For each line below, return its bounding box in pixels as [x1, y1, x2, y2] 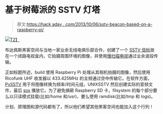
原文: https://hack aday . [16, 21, 65, 27]
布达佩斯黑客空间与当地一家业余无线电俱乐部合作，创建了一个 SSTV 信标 [5, 47, 150, 53]
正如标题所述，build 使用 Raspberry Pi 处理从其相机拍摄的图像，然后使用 [5, 69, 150, 75]
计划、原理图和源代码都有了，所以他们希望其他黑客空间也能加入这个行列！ [5, 103, 154, 109]
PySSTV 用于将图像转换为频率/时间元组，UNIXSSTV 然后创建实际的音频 [5, 81, 149, 87]
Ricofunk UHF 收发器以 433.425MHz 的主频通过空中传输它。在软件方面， [5, 75, 152, 81]
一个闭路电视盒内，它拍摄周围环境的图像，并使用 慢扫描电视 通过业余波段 [9, 53, 154, 58]
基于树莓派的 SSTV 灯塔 [5, 4, 100, 15]
